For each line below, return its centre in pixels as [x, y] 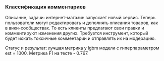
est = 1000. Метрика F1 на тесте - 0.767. [47, 53]
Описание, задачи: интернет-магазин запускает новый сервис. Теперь [81, 18]
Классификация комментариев [45, 7]
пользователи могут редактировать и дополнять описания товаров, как [82, 23]
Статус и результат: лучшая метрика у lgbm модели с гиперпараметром [82, 48]
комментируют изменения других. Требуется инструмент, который [77, 33]
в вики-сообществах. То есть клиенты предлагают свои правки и [75, 28]
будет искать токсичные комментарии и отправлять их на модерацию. [81, 38]
